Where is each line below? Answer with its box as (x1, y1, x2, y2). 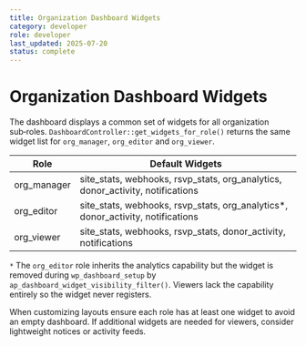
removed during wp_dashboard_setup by (9, 270, 157, 280)
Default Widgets (149, 158, 223, 170)
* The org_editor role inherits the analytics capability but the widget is (9, 260, 274, 271)
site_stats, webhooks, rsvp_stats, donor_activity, (79, 225, 286, 238)
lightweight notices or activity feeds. (9, 326, 147, 337)
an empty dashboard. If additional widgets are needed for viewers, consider (9, 316, 294, 328)
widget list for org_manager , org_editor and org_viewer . (9, 136, 216, 147)
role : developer (9, 30, 71, 39)
